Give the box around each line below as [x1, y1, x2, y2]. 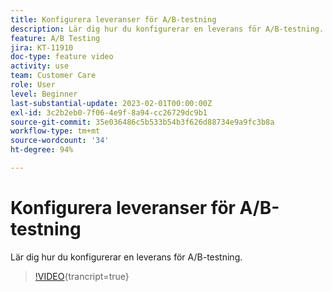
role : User [10, 80, 56, 90]
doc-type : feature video [10, 52, 114, 62]
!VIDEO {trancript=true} [34, 270, 130, 282]
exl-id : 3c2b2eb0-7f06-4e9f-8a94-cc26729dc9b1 [10, 107, 208, 118]
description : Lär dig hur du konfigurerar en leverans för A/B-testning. [10, 24, 325, 34]
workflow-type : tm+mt [10, 126, 101, 136]
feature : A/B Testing [10, 33, 101, 43]
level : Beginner [10, 89, 78, 99]
